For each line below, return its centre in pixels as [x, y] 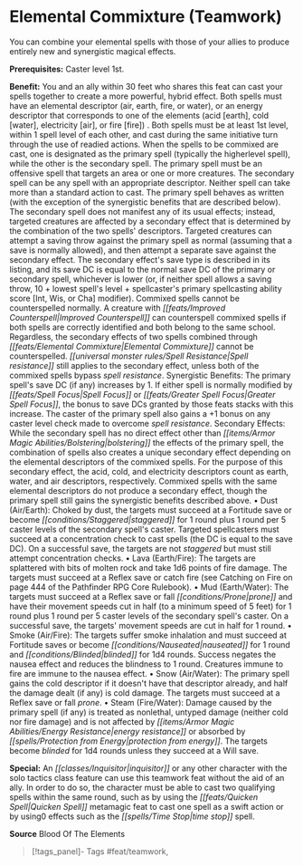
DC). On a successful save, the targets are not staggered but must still [140, 548]
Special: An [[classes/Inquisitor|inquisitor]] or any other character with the [148, 768]
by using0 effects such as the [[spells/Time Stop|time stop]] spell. [132, 816]
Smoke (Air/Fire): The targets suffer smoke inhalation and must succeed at [148, 635]
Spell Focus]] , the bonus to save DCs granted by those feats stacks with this [151, 404]
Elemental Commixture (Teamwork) [146, 17]
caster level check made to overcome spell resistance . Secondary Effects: [147, 423]
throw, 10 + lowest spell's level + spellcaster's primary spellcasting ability [146, 288]
